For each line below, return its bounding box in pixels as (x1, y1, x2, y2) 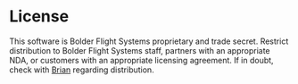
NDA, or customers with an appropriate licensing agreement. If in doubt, (9, 55, 274, 65)
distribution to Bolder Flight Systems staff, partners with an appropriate (9, 45, 270, 55)
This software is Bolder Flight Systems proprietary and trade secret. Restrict (9, 36, 289, 46)
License (9, 6, 70, 27)
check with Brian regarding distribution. (9, 64, 154, 75)
